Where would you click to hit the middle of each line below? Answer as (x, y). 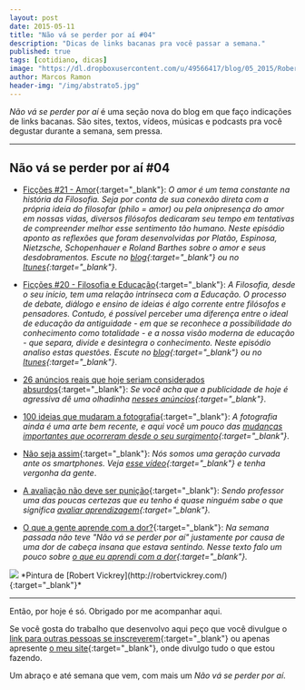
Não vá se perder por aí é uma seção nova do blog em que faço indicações (151, 111)
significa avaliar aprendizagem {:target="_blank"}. (116, 510)
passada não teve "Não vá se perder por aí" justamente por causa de (154, 537)
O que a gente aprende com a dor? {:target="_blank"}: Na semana (146, 528)
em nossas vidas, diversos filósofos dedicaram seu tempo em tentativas (158, 218)
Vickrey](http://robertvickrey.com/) (162, 575)
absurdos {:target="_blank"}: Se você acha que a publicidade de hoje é (155, 390)
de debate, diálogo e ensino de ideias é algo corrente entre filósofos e (154, 304)
